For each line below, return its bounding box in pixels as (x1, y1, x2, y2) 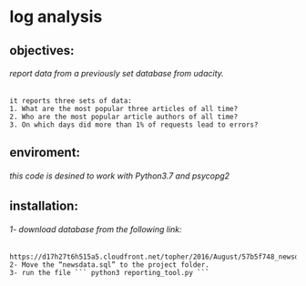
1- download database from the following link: (9, 223, 182, 234)
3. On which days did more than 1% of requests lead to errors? (9, 120, 259, 129)
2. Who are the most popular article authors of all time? (9, 112, 239, 121)
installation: (9, 199, 79, 214)
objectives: (9, 43, 75, 58)
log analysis (9, 6, 103, 27)
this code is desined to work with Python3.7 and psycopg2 (9, 170, 230, 181)
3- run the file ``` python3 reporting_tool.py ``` (9, 268, 209, 277)
